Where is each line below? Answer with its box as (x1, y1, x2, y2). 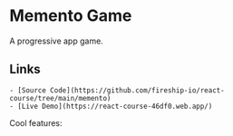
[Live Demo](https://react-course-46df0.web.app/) (17, 102, 213, 111)
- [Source (9, 85, 47, 95)
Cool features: (9, 117, 63, 128)
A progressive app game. (9, 35, 104, 46)
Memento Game (9, 5, 132, 26)
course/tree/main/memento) (9, 93, 112, 102)
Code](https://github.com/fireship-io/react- (49, 85, 225, 95)
